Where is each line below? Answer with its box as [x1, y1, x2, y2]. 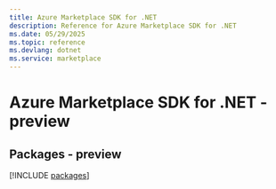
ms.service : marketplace [9, 54, 101, 63]
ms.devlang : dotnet [9, 46, 82, 55]
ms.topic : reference [9, 37, 86, 47]
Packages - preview [9, 146, 122, 161]
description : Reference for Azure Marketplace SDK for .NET [9, 21, 238, 30]
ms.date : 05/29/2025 [9, 29, 86, 38]
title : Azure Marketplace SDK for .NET [9, 12, 158, 22]
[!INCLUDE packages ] [9, 170, 90, 180]
